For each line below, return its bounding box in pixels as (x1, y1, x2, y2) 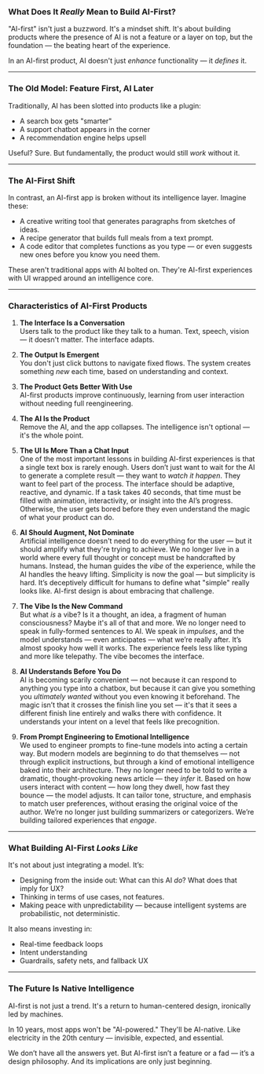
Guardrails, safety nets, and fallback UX (19, 956, 148, 966)
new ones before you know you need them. (19, 250, 160, 259)
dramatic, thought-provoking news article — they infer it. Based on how (19, 774, 251, 783)
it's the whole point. (19, 431, 84, 440)
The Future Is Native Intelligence (8, 983, 135, 994)
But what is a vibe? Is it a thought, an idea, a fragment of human (19, 610, 226, 619)
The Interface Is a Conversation (19, 318, 126, 328)
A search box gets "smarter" (19, 116, 112, 126)
